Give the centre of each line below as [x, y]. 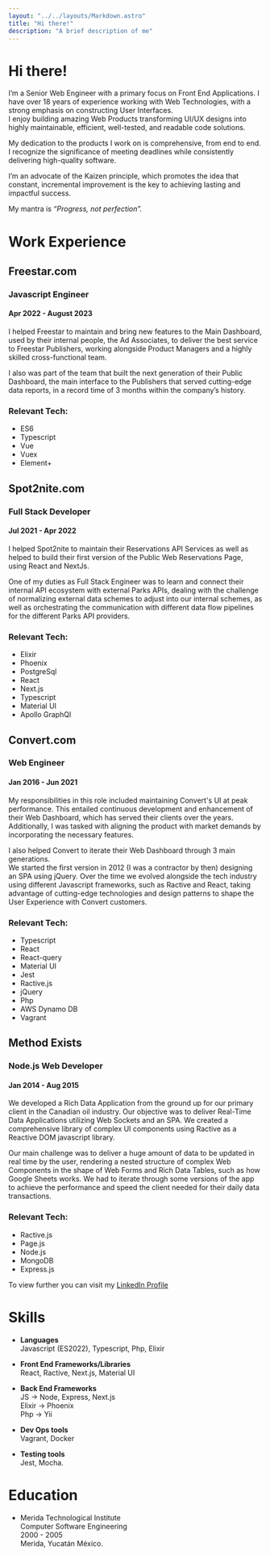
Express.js [37, 1269]
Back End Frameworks [58, 1388]
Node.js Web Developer [56, 1066]
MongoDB [37, 1260]
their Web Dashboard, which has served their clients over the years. [121, 817]
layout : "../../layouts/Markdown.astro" [77, 16]
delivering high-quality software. [62, 160]
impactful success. [39, 193]
